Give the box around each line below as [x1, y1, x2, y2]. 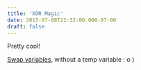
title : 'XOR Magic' [7, 10, 64, 17]
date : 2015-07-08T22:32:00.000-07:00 [7, 17, 117, 24]
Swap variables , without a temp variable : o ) [7, 55, 135, 64]
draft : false [7, 23, 45, 30]
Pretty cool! [7, 42, 40, 51]
